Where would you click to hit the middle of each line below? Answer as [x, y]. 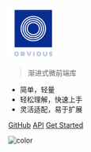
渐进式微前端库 [52, 72]
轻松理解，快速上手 [51, 99]
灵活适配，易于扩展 [51, 109]
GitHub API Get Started [46, 124]
